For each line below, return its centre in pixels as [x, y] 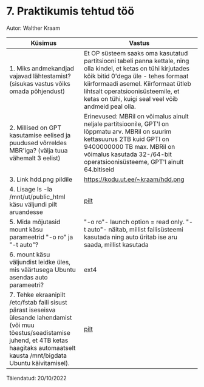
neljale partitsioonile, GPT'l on [127, 124]
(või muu [22, 325]
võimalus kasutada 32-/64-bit [128, 154]
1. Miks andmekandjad [42, 68]
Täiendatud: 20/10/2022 [36, 378]
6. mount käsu [30, 255]
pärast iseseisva [32, 310]
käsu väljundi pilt [33, 204]
